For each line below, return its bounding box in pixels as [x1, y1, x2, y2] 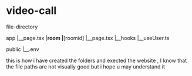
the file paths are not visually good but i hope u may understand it [6, 63, 166, 70]
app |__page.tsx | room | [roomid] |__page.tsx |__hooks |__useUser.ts [6, 34, 170, 41]
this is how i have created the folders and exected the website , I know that [6, 57, 187, 64]
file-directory [6, 23, 38, 30]
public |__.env [6, 45, 39, 53]
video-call [6, 4, 57, 17]
